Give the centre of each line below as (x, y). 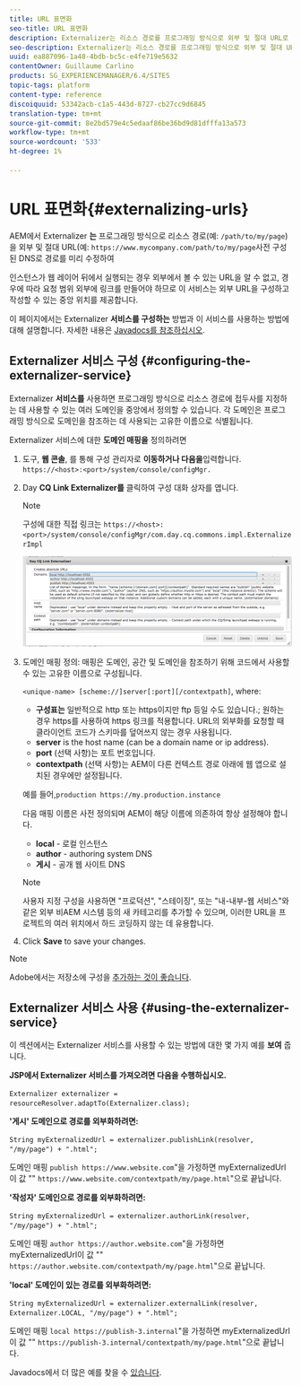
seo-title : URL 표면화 (49, 28)
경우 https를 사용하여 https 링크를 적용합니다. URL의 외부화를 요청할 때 (160, 720)
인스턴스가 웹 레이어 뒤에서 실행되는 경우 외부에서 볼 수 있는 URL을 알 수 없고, (144, 277)
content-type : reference (56, 94)
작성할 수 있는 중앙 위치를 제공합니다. (74, 300)
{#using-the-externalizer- (215, 1008)
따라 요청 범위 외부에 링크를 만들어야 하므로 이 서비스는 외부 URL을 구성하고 (157, 288)
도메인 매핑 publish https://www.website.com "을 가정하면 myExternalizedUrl (148, 1167)
